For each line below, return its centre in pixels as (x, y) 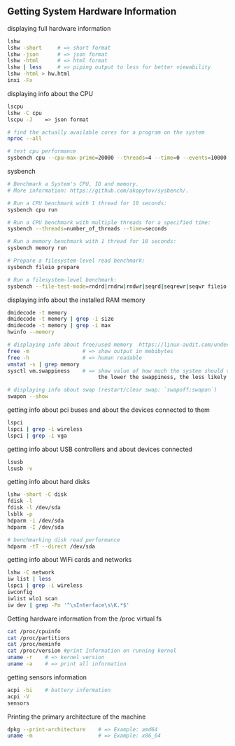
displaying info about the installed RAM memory (76, 300)
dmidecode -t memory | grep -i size (60, 319)
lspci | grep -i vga (37, 436)
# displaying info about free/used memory (70, 345)
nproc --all (24, 139)
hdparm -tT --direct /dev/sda (51, 546)
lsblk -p (20, 514)
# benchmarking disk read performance (64, 540)
